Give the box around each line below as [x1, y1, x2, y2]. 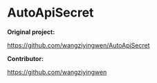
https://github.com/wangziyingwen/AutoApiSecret [7, 41, 150, 49]
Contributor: [7, 54, 44, 63]
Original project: [7, 28, 55, 36]
